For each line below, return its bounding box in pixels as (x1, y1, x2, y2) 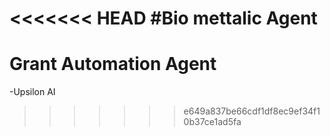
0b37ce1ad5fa (183, 116, 242, 128)
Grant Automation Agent (9, 53, 217, 76)
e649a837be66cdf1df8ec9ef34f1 (183, 105, 321, 117)
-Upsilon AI (9, 86, 56, 98)
